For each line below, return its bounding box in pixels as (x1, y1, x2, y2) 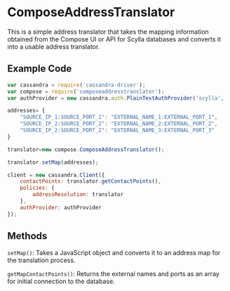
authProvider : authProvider (20, 204, 102, 211)
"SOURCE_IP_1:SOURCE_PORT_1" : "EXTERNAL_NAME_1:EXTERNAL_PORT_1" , (20, 114, 218, 121)
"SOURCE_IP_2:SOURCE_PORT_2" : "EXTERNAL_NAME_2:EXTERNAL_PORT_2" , (20, 120, 218, 127)
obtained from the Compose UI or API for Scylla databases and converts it (7, 34, 222, 43)
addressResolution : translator (32, 191, 124, 198)
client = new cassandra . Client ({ (7, 172, 105, 179)
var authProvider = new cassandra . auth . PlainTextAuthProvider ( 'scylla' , (7, 94, 224, 102)
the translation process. (7, 256, 76, 264)
